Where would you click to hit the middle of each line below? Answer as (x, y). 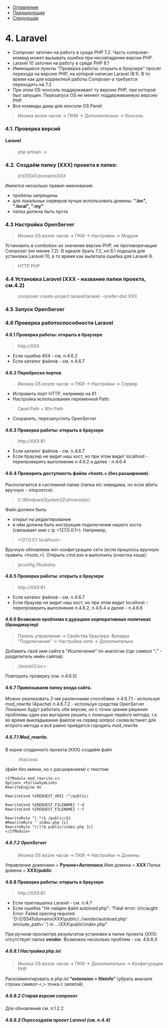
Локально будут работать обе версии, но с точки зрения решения (76, 709)
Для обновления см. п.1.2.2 (34, 1008)
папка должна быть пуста (40, 212)
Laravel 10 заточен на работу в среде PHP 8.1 (61, 63)
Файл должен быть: (26, 509)
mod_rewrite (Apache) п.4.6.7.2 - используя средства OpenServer (75, 704)
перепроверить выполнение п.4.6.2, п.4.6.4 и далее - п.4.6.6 (77, 608)
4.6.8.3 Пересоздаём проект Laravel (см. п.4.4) (58, 1020)
